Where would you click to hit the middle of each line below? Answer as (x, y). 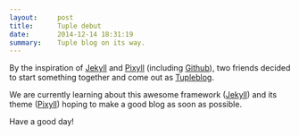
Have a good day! (42, 122)
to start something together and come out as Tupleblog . (112, 78)
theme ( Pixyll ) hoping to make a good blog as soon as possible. (126, 105)
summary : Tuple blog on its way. (77, 42)
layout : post (42, 17)
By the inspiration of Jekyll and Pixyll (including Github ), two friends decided (150, 68)
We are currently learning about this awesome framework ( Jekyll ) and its (143, 95)
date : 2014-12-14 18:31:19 (71, 34)
